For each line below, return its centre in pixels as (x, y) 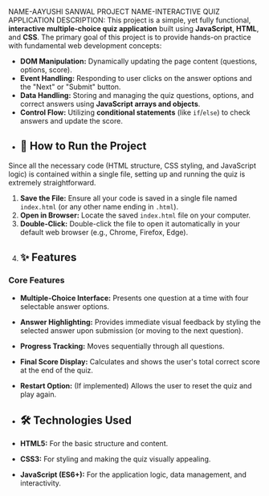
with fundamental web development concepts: (85, 46)
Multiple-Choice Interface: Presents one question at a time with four (134, 298)
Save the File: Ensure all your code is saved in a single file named (128, 198)
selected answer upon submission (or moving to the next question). (131, 330)
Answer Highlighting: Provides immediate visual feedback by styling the (140, 322)
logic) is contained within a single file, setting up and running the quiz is (127, 174)
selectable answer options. (65, 306)
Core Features (37, 280)
